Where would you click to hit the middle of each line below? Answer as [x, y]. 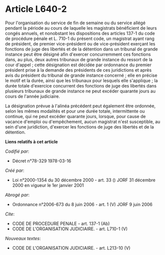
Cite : [10, 214]
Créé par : [15, 170]
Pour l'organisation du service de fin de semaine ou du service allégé [75, 23]
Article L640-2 [36, 9]
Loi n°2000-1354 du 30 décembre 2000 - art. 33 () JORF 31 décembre [84, 180]
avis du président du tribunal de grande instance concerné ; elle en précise [81, 75]
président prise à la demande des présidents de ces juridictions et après [78, 70]
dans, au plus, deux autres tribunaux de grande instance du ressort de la [79, 59]
